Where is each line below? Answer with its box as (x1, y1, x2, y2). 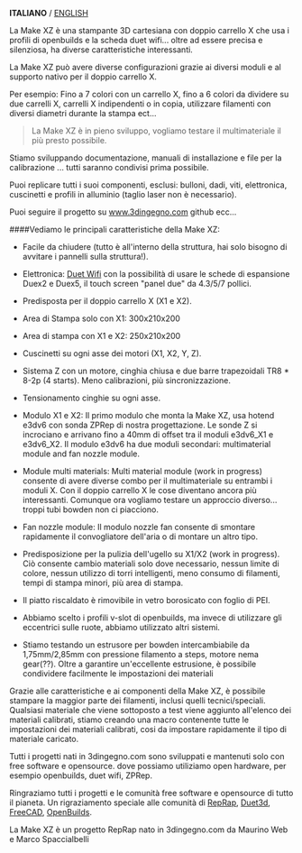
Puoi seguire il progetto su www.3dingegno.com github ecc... (9, 206, 237, 217)
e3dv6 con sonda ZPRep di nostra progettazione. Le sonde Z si (22, 419, 258, 430)
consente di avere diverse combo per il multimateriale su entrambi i (22, 475, 273, 486)
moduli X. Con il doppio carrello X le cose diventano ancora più (22, 485, 257, 495)
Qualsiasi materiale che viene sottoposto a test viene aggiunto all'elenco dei (9, 705, 291, 715)
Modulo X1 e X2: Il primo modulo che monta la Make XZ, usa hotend (22, 410, 275, 420)
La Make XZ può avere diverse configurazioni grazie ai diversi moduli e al (9, 62, 281, 72)
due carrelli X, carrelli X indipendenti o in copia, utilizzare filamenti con (9, 98, 271, 109)
